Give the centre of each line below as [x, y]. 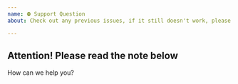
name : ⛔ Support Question [46, 14]
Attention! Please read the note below [93, 55]
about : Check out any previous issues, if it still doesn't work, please [119, 21]
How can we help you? [41, 73]
